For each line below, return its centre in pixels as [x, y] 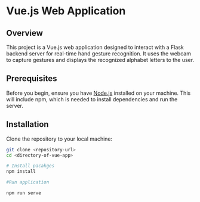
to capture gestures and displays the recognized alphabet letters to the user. [100, 60]
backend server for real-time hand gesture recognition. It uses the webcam [99, 54]
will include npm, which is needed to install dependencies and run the [92, 99]
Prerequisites [32, 79]
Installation [27, 124]
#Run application [28, 182]
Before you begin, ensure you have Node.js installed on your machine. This [99, 93]
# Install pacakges [30, 166]
